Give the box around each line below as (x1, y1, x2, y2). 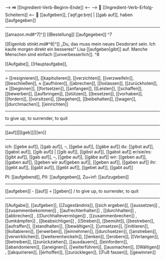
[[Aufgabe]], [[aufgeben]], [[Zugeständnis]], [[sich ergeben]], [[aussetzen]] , (5, 202, 160, 208)
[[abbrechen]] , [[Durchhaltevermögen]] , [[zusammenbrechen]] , (5, 213, 137, 218)
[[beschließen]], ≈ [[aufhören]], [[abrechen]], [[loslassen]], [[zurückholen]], (5, 81, 158, 86)
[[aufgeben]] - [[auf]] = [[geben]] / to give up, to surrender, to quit (5, 188, 139, 194)
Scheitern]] (5, 12, 28, 18)
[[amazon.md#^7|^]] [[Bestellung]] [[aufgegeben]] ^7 (5, 31, 112, 37)
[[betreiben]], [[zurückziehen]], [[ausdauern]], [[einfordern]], (5, 239, 129, 245)
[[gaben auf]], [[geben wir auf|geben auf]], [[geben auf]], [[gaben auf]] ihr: (5, 159, 157, 165)
